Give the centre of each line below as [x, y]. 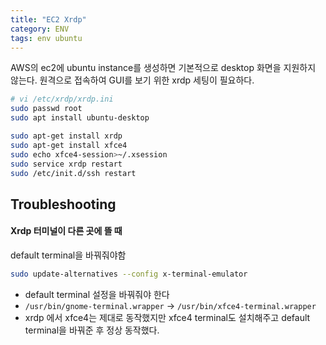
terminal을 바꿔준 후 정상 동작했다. [92, 330]
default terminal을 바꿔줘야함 [68, 255]
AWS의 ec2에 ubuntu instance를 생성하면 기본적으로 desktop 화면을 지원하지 [163, 68]
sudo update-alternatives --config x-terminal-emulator [129, 274]
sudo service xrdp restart [66, 164]
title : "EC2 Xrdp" [48, 19]
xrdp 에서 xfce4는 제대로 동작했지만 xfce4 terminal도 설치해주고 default [167, 317]
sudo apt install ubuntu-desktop [80, 118]
